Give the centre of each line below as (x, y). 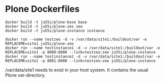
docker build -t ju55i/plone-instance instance (55, 30)
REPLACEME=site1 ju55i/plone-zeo (40, 43)
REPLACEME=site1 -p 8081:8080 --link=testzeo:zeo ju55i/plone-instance (80, 61)
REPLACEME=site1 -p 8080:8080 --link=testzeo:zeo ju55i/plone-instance (80, 52)
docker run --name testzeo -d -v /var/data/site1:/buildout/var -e (76, 39)
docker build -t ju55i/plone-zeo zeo (44, 26)
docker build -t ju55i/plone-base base (46, 22)
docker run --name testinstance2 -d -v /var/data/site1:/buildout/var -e (83, 56)
